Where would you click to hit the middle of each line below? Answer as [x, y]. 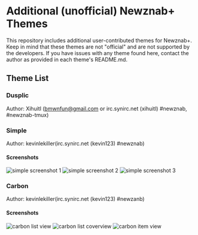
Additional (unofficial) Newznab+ [91, 11]
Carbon [17, 186]
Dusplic [17, 95]
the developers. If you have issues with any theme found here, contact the [98, 53]
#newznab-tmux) [28, 115]
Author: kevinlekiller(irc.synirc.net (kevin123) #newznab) [75, 143]
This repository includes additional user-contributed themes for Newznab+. [99, 40]
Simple [16, 130]
